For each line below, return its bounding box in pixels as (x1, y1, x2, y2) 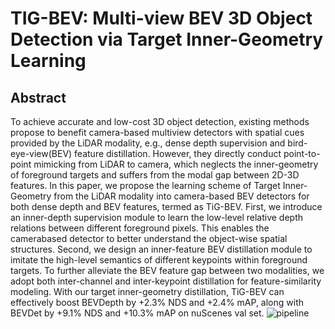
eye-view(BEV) (10, 148, 73, 159)
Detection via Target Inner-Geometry (10, 28, 324, 51)
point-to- (283, 148, 321, 159)
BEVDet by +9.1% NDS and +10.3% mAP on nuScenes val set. (10, 307, 265, 319)
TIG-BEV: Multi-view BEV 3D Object (10, 7, 313, 30)
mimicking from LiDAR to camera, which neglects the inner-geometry (33, 158, 319, 170)
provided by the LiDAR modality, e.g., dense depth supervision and (10, 137, 286, 149)
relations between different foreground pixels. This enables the (10, 222, 270, 234)
